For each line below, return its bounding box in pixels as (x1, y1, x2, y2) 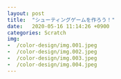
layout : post (7, 10, 45, 17)
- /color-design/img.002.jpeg (7, 49, 97, 56)
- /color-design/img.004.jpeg (7, 61, 97, 68)
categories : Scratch (7, 29, 67, 36)
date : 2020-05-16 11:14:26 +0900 (7, 23, 110, 30)
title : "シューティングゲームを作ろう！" (7, 16, 115, 23)
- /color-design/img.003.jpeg (7, 55, 97, 62)
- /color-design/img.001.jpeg (7, 42, 97, 49)
